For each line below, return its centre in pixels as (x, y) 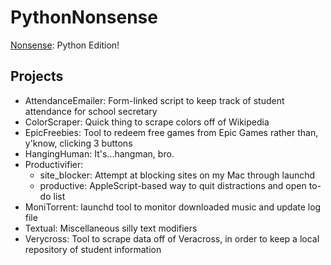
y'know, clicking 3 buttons (78, 143)
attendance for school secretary (91, 111)
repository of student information (93, 249)
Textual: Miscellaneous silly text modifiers (111, 228)
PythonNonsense (84, 17)
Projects (37, 76)
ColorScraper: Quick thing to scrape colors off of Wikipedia (147, 122)
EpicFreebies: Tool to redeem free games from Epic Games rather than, (171, 132)
